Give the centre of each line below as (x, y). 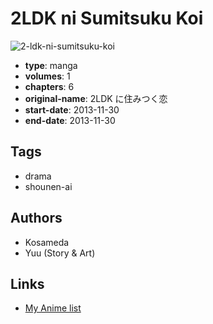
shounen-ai (48, 186)
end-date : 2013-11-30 (70, 120)
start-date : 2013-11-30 (72, 109)
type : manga (51, 65)
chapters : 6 (49, 86)
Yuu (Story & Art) (60, 253)
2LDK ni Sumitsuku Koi (107, 18)
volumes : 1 (47, 76)
